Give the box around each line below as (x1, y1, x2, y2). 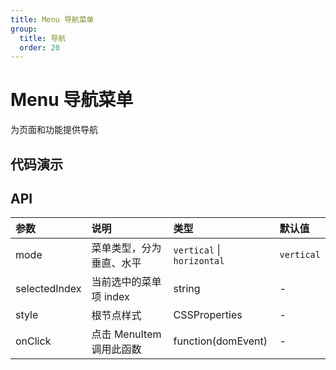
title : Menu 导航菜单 (10, 14, 95, 25)
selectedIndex (15, 282, 82, 296)
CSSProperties (173, 308, 243, 322)
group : (10, 24, 38, 34)
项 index (91, 290, 130, 304)
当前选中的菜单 (91, 275, 162, 289)
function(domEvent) (173, 334, 268, 348)
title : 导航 (19, 33, 67, 43)
